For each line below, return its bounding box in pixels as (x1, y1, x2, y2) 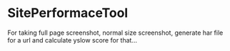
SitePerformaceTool (7, 5, 129, 21)
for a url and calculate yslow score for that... (7, 35, 138, 44)
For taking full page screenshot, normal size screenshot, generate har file (7, 28, 224, 37)
